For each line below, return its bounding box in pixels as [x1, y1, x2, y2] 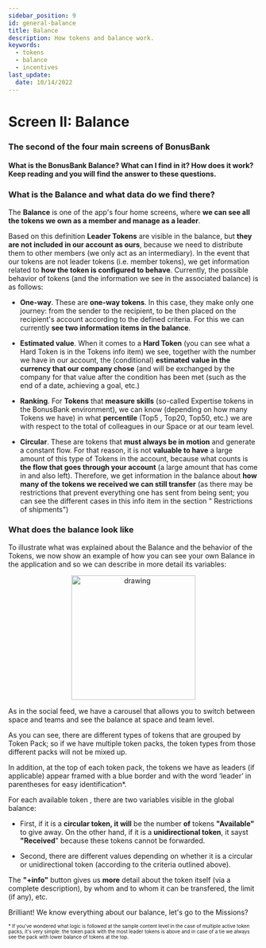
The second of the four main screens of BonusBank [8, 141, 210, 152]
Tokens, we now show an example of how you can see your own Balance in [8, 550, 256, 560]
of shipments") [19, 504, 69, 514]
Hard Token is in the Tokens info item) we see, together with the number [19, 347, 256, 356]
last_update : [8, 71, 52, 79]
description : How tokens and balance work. [8, 33, 155, 42]
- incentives [15, 64, 59, 72]
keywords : [8, 41, 41, 49]
